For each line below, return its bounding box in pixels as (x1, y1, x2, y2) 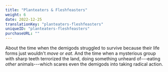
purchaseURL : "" (5, 31, 40, 36)
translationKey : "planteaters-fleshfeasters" (5, 21, 103, 27)
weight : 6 (5, 12, 26, 17)
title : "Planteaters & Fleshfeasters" (5, 7, 88, 13)
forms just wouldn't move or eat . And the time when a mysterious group (5, 50, 156, 56)
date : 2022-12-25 (5, 17, 42, 22)
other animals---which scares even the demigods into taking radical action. (5, 61, 163, 67)
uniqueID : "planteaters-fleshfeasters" (5, 26, 90, 31)
